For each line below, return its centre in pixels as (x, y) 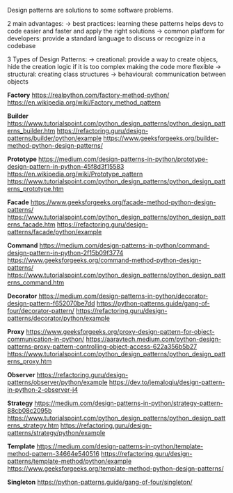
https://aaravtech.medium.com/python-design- (153, 339)
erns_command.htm (36, 282)
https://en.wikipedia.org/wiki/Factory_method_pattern (84, 103)
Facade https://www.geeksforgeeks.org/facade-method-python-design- (112, 202)
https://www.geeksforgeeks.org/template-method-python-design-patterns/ (115, 469)
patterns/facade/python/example (55, 232)
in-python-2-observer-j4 (43, 389)
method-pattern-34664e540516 (53, 454)
